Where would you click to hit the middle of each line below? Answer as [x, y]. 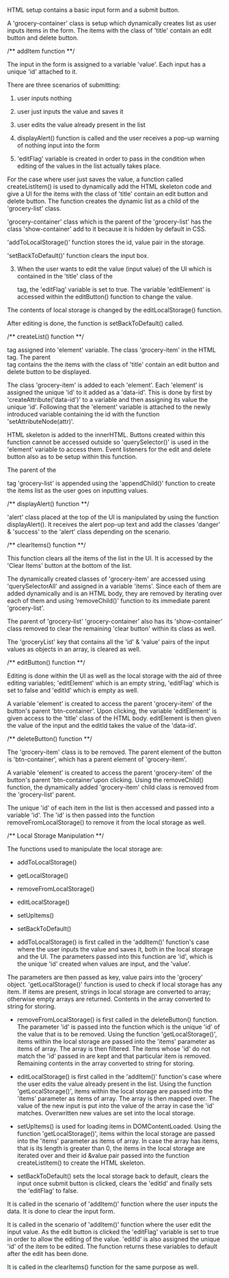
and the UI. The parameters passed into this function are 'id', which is [115, 957]
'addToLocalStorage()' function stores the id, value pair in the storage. [106, 242]
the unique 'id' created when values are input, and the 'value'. [104, 964]
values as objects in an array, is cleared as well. [74, 649]
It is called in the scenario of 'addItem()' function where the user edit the [109, 1224]
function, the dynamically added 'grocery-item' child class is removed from [113, 787]
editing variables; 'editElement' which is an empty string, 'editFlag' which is [113, 683]
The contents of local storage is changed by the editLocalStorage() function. [115, 310]
